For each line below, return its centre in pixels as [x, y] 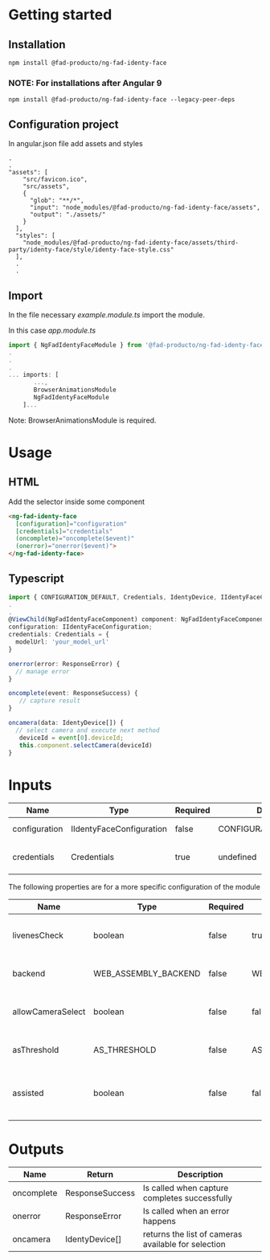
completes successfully [188, 1198]
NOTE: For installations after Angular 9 [85, 83]
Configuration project [63, 124]
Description [200, 1175]
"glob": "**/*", [57, 201]
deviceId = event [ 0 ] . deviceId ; [72, 738]
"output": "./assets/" [67, 215]
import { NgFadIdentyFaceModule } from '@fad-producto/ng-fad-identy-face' [138, 345]
